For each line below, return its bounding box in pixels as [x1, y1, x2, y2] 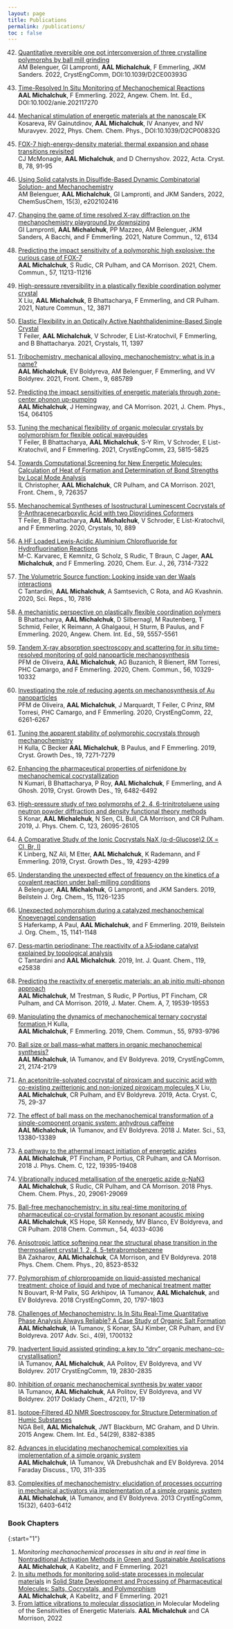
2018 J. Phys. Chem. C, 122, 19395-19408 [17, 1162, 138, 1170]
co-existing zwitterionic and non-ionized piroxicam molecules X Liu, [17, 1083, 212, 1092]
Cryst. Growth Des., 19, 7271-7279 [17, 751, 115, 759]
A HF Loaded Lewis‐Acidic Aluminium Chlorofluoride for [17, 537, 178, 546]
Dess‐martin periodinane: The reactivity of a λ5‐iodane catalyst [17, 942, 199, 950]
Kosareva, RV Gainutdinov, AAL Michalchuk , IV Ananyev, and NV [17, 119, 204, 128]
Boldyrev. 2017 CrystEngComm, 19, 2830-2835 [17, 1367, 153, 1375]
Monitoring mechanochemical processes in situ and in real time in [17, 1547, 207, 1556]
